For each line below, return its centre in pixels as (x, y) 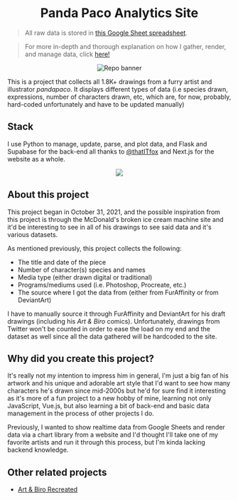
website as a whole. (36, 159)
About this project (48, 195)
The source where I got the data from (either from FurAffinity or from (118, 292)
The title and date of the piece (62, 262)
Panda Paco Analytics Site (119, 13)
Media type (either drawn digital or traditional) (85, 277)
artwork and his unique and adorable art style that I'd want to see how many (119, 383)
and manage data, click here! (67, 54)
